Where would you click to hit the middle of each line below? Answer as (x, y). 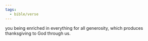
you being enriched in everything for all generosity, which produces (74, 28)
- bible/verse (24, 14)
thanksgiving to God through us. (38, 33)
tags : (11, 10)
